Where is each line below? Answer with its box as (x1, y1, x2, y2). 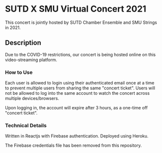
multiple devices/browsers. (5, 96, 59, 102)
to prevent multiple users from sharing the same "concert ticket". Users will (5, 85, 155, 91)
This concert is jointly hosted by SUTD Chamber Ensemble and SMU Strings (5, 19, 158, 25)
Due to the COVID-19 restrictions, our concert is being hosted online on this (5, 51, 156, 57)
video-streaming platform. (5, 57, 57, 63)
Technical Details (5, 122, 47, 129)
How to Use (5, 69, 33, 76)
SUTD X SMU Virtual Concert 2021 (5, 3, 146, 15)
